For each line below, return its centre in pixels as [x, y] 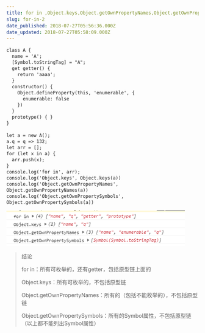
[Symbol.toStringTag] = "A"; [49, 63]
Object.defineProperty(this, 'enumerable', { [76, 93]
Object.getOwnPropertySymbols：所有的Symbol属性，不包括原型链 [106, 316]
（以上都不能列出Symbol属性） [60, 323]
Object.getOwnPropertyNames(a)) [47, 191]
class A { [19, 51]
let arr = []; [24, 148]
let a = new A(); [28, 136]
